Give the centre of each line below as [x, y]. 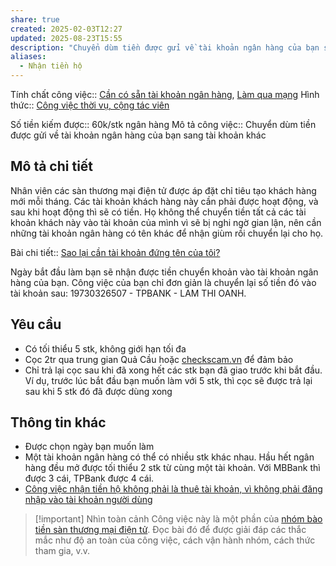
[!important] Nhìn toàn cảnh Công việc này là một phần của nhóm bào [178, 519]
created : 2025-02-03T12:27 [66, 29]
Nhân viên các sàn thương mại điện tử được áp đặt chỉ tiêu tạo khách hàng [163, 190]
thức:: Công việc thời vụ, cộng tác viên [90, 105]
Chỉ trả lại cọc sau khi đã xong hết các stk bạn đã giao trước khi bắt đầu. [173, 370]
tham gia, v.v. [62, 551]
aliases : [28, 57]
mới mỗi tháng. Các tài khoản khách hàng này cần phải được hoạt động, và [164, 201]
